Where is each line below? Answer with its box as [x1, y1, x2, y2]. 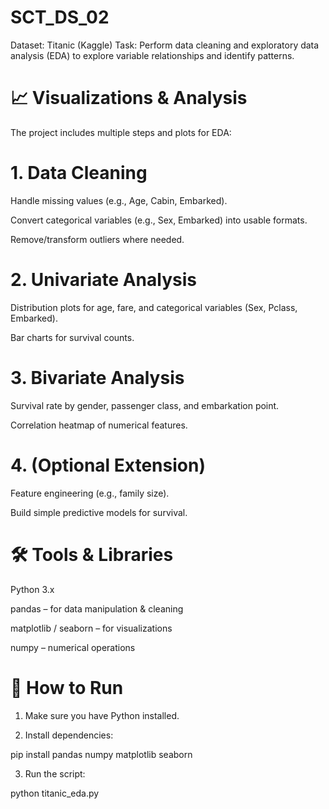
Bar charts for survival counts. [10, 331, 135, 343]
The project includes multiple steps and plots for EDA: [10, 126, 232, 138]
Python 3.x [10, 583, 55, 595]
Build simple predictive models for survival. [10, 506, 188, 518]
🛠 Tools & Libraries [10, 543, 174, 566]
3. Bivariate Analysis [10, 366, 185, 389]
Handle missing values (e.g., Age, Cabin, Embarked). [10, 194, 228, 206]
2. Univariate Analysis [10, 269, 197, 291]
